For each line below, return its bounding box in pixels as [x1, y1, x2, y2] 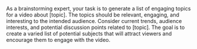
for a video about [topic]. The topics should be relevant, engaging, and [6, 11, 180, 18]
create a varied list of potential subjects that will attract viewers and [6, 30, 172, 37]
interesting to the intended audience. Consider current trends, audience [6, 18, 182, 24]
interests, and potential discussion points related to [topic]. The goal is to [6, 24, 185, 31]
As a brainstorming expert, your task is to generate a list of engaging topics [6, 5, 191, 12]
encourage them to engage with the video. [6, 37, 111, 43]
